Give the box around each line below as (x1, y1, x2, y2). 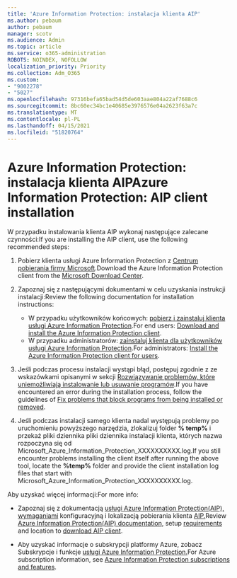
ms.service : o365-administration (7, 50, 106, 57)
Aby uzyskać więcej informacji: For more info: (7, 490, 139, 499)
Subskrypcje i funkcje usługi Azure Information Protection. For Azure (17, 548, 216, 556)
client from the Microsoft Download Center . (17, 272, 144, 280)
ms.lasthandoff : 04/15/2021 (7, 122, 91, 129)
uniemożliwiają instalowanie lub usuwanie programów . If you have (17, 380, 209, 389)
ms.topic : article (7, 43, 62, 50)
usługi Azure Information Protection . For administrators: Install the (28, 344, 219, 352)
